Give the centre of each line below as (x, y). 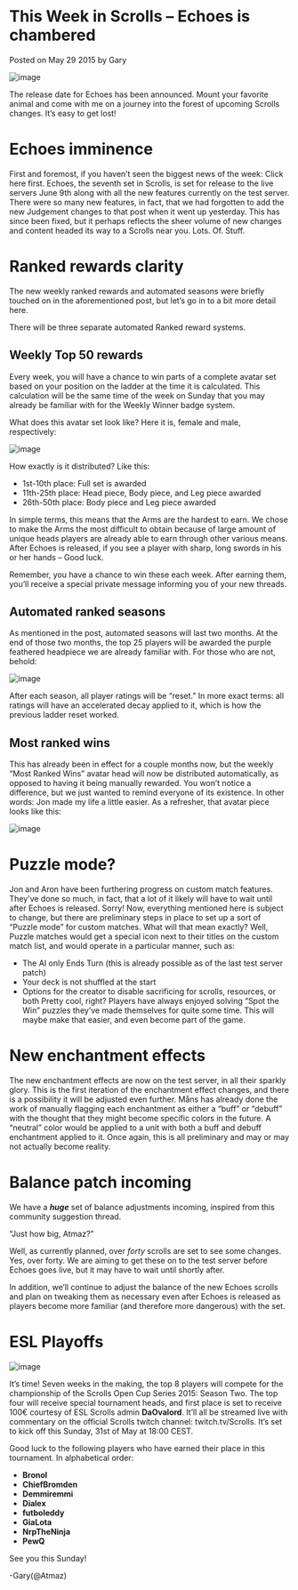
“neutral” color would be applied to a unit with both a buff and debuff (136, 1128)
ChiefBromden (50, 1484)
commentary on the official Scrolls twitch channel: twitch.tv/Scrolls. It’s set (146, 1421)
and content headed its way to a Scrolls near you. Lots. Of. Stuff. (127, 230)
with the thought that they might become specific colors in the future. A (140, 1119)
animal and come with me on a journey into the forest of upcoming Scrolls (145, 103)
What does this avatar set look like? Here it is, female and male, (125, 422)
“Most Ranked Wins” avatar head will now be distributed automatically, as (144, 774)
